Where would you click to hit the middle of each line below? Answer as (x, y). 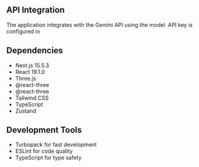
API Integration (36, 10)
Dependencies (35, 50)
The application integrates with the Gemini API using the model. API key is (99, 24)
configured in (23, 31)
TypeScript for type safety (48, 158)
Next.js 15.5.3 (32, 65)
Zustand (26, 111)
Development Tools (44, 130)
